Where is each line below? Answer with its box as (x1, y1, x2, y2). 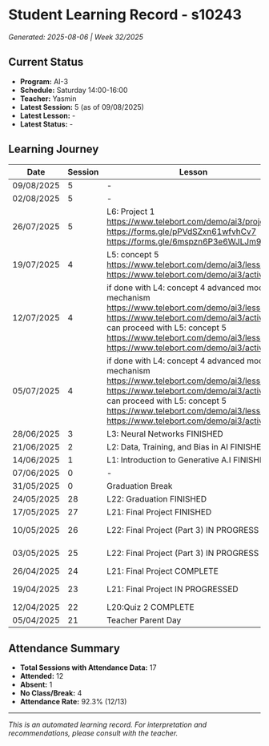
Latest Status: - (19, 119, 74, 129)
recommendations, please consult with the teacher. (8, 728, 179, 738)
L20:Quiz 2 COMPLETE (106, 601, 195, 612)
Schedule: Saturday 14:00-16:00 (19, 85, 128, 95)
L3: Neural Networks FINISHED (106, 428, 224, 439)
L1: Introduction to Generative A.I (106, 454, 231, 466)
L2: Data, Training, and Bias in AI (106, 441, 229, 452)
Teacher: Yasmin (19, 94, 77, 103)
